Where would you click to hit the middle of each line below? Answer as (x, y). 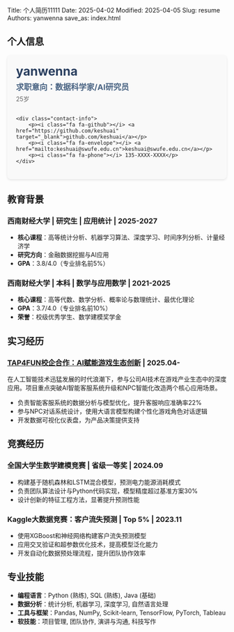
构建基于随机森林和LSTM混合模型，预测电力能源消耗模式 (99, 482)
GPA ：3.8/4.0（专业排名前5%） (63, 264)
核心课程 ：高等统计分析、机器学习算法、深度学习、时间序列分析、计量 (118, 237)
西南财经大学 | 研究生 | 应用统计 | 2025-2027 (83, 221)
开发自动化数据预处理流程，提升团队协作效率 (81, 553)
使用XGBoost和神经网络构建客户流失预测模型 (82, 536)
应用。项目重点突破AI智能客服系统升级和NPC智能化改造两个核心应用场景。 (114, 388)
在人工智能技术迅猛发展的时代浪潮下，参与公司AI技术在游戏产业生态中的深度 (117, 379)
